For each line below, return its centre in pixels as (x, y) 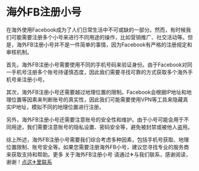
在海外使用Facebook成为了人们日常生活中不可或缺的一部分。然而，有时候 (96, 30)
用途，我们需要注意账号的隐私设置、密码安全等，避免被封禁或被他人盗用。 (102, 127)
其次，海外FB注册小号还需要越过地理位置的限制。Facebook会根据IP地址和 (97, 92)
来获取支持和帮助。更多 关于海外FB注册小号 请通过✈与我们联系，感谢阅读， (99, 154)
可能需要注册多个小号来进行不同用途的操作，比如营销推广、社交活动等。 (99, 37)
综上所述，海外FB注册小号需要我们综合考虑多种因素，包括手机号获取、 (92, 140)
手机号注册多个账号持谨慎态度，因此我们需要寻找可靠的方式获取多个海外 (99, 72)
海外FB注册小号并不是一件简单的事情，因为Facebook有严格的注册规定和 (104, 45)
